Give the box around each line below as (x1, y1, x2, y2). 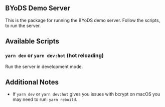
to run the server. (5, 22, 41, 28)
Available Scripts (5, 37, 59, 45)
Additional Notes (5, 77, 59, 86)
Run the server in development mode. (5, 63, 83, 69)
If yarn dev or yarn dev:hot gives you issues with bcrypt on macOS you (12, 91, 160, 97)
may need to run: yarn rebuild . (12, 96, 78, 102)
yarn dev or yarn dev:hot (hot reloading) (5, 52, 104, 59)
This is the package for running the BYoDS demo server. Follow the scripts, (5, 17, 160, 23)
